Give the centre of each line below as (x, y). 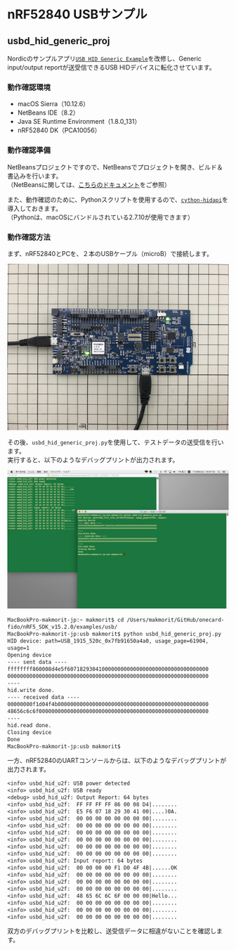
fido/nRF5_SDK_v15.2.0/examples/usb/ (63, 627)
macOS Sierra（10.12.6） (53, 104)
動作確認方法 (29, 237)
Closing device (29, 732)
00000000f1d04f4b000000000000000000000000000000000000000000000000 (108, 704)
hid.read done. (29, 725)
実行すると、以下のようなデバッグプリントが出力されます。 (93, 460)
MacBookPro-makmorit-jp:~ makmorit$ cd (66, 620)
